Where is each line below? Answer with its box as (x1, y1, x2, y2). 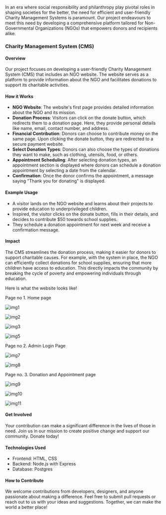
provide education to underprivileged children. (12, 206, 108, 212)
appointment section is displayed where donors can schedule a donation (12, 162, 161, 168)
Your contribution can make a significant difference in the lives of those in (5, 422, 156, 428)
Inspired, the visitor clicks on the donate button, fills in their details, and (12, 211, 159, 217)
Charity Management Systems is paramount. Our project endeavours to (5, 15, 151, 20)
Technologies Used (5, 445, 46, 451)
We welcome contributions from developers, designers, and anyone (5, 488, 144, 495)
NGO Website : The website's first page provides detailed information (12, 104, 154, 111)
